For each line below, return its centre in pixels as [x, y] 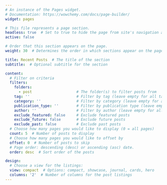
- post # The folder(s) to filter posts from [87, 92]
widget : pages [20, 19]
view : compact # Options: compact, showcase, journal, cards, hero [82, 170]
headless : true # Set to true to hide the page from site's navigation [82, 33]
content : [14, 73]
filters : [19, 83]
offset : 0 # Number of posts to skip [50, 143]
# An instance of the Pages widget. [43, 10]
